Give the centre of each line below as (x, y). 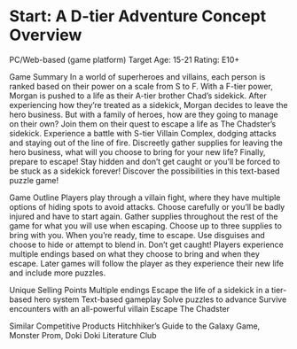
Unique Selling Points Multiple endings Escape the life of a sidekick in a (140, 290)
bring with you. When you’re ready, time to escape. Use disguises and (137, 235)
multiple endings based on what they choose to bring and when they (134, 253)
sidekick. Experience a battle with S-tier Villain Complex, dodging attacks (143, 133)
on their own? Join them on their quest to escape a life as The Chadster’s (143, 124)
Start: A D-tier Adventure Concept (138, 16)
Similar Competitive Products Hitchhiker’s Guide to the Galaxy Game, (135, 326)
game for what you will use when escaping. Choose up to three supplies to (145, 225)
